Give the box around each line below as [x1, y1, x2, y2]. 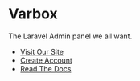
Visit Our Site [19, 47, 64, 56]
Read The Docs [19, 63, 72, 73]
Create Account [19, 55, 72, 65]
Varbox [8, 5, 58, 23]
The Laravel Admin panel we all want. [8, 31, 133, 41]
